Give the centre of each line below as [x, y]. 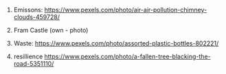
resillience [28, 56]
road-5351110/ [34, 63]
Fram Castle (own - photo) [51, 30]
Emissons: [28, 10]
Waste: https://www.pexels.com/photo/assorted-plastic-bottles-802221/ [116, 43]
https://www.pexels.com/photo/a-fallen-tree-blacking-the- [127, 56]
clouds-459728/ [37, 17]
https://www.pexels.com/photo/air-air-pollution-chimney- [126, 10]
